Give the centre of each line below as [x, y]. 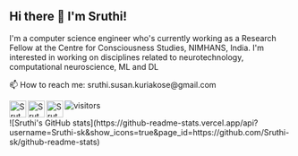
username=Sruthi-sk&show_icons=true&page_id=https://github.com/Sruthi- [149, 132]
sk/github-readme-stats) [55, 142]
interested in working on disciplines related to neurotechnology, [127, 57]
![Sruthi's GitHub [40, 123]
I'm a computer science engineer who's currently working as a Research [143, 38]
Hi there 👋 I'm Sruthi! [68, 17]
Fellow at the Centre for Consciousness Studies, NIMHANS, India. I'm [137, 48]
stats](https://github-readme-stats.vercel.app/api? [166, 123]
